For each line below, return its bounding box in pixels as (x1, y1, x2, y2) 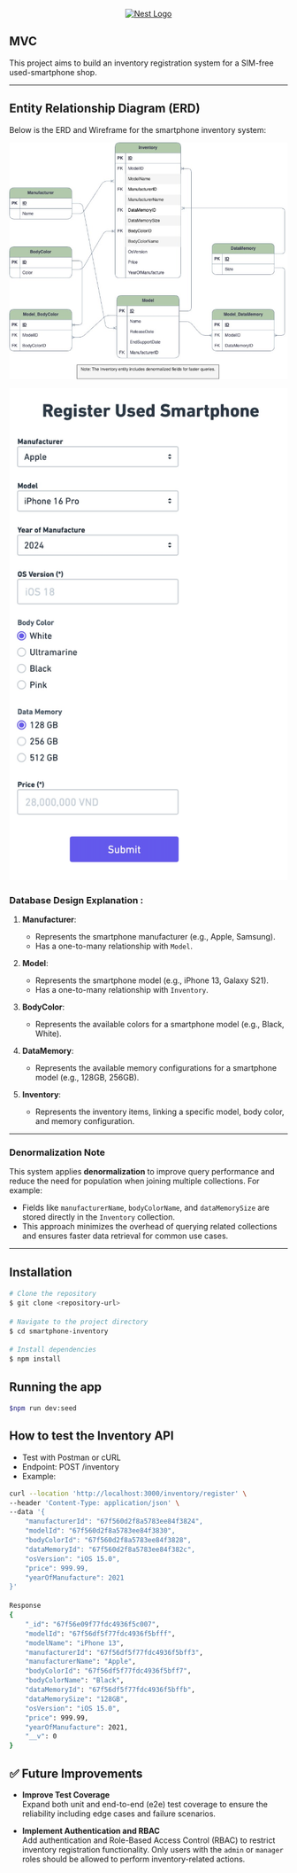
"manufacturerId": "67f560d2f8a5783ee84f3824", (25, 1517, 203, 1526)
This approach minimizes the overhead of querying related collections (21, 1221, 278, 1232)
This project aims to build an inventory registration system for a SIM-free (9, 58, 274, 68)
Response (9, 1601, 42, 1611)
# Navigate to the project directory (9, 1317, 148, 1326)
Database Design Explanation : (9, 894, 144, 906)
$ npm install (9, 1354, 62, 1364)
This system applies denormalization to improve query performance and (9, 1167, 276, 1177)
